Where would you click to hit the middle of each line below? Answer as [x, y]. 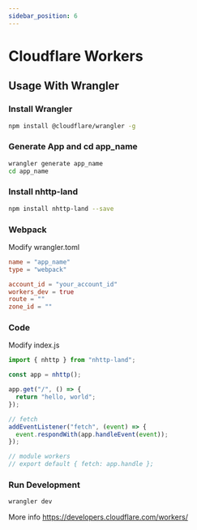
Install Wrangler [41, 109]
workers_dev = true [41, 292]
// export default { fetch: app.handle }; [81, 464]
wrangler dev [30, 502]
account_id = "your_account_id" [63, 284]
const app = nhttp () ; [45, 375]
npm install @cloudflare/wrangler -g [72, 126]
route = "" [27, 299]
